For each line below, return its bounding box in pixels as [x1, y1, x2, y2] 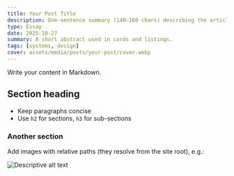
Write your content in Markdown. [7, 67, 102, 77]
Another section [7, 131, 64, 141]
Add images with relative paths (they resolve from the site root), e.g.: [7, 147, 205, 155]
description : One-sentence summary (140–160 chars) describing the [7, 17, 208, 24]
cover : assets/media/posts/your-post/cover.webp [7, 49, 151, 56]
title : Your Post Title [7, 10, 77, 17]
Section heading [7, 88, 80, 100]
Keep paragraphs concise [17, 106, 92, 115]
